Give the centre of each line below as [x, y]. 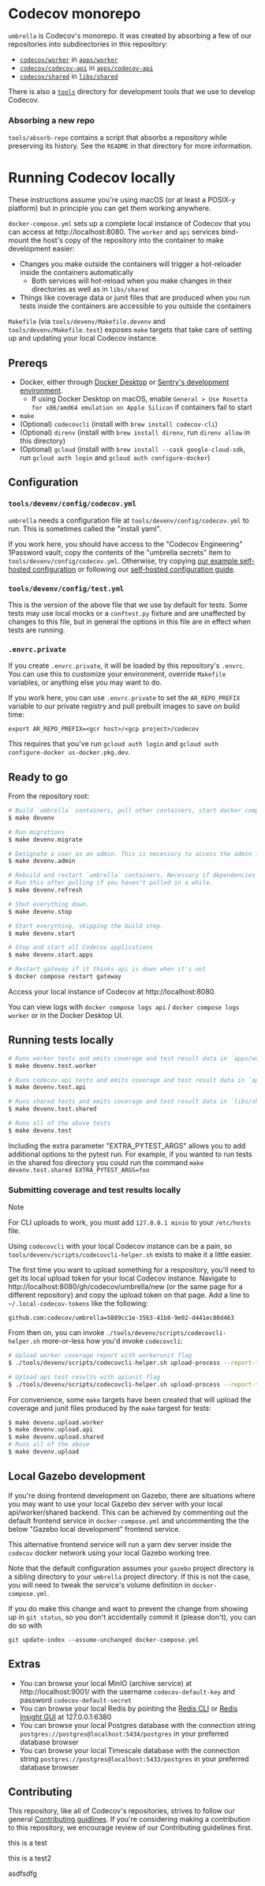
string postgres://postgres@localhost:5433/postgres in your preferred [134, 1759]
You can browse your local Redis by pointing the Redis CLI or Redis [129, 1708]
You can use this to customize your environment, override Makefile [117, 674]
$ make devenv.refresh [45, 890]
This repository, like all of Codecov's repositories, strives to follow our [121, 1811]
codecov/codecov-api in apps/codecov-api [86, 67]
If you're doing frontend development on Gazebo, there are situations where [132, 1496]
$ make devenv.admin [42, 861]
